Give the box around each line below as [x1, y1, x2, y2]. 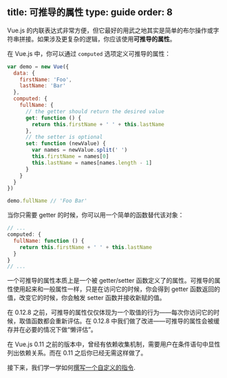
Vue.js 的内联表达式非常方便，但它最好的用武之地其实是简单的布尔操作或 [7, 26, 213, 34]
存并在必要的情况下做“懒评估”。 [7, 326, 98, 334]
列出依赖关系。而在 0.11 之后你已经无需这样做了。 [7, 349, 147, 357]
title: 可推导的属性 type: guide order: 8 [7, 6, 173, 19]
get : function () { [25, 115, 81, 121]
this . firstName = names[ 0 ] [32, 153, 109, 160]
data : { [13, 70, 36, 77]
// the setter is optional [25, 134, 103, 141]
